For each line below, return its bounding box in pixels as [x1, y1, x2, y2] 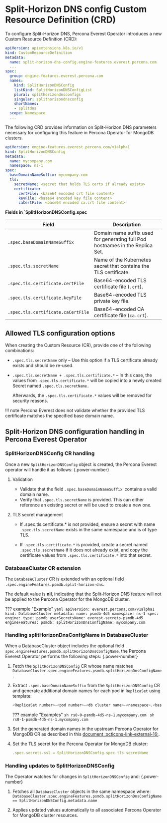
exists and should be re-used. [12, 363, 74, 369]
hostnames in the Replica [93, 242, 153, 249]
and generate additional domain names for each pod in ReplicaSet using [12, 688, 161, 694]
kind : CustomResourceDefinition [5, 50, 72, 55]
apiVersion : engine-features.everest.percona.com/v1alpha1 [5, 144, 130, 149]
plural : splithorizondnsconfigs [14, 92, 81, 97]
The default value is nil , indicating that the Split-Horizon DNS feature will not [5, 591, 162, 597]
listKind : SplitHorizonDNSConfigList [14, 87, 92, 92]
